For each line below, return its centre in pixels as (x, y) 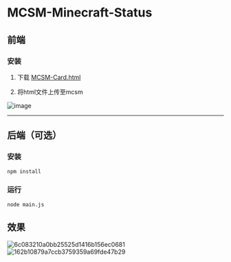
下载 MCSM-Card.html (49, 77)
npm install (24, 171)
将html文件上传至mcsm (50, 91)
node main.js (26, 204)
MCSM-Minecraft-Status (80, 13)
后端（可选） (34, 135)
